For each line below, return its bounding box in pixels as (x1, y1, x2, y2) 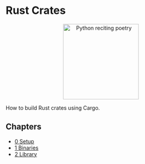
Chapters (5, 122, 42, 132)
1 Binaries (14, 144, 39, 151)
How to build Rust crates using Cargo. (5, 104, 100, 112)
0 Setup (14, 137, 34, 145)
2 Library (14, 150, 37, 157)
